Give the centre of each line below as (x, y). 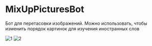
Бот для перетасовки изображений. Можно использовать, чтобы (76, 23)
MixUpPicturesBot (45, 9)
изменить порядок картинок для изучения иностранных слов (72, 28)
